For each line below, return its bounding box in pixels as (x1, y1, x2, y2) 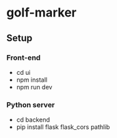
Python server (6, 100, 55, 109)
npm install (16, 76, 48, 84)
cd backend (16, 115, 51, 124)
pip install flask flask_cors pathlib (16, 123, 110, 131)
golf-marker (6, 5, 77, 21)
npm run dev (16, 82, 53, 91)
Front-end (6, 53, 41, 62)
